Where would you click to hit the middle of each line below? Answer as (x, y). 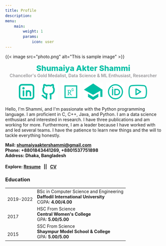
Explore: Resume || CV (31, 167)
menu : (11, 21)
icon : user (43, 42)
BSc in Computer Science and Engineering (80, 191)
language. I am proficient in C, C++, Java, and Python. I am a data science (81, 114)
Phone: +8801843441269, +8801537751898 (52, 150)
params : (31, 37)
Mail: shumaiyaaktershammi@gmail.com (48, 145)
